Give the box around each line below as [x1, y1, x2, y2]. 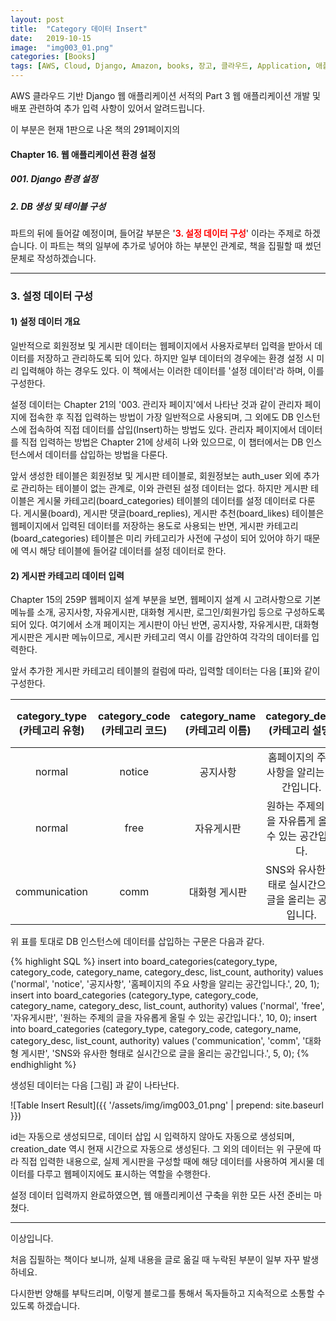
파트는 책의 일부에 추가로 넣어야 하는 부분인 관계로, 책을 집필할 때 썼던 [49, 239, 322, 251]
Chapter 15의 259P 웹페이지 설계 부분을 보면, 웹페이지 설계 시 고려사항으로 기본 [10, 594, 322, 606]
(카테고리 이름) [184, 724, 252, 738]
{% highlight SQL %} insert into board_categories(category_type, [10, 956, 278, 968]
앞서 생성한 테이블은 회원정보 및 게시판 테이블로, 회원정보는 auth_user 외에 [10, 470, 302, 482]
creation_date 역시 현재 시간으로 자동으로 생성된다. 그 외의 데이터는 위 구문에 [10, 1143, 312, 1155]
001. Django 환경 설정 [10, 173, 98, 185]
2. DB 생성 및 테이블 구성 [10, 200, 107, 212]
